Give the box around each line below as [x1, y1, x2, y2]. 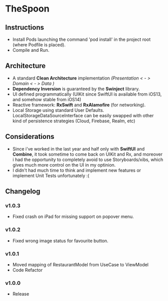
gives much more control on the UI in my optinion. [12, 162, 116, 168]
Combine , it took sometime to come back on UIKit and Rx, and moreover [12, 151, 163, 157]
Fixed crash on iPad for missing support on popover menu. [12, 213, 134, 219]
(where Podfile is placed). [12, 42, 66, 48]
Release [12, 291, 29, 297]
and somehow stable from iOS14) [12, 96, 82, 102]
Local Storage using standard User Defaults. [12, 107, 104, 113]
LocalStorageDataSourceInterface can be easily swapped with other [12, 112, 154, 118]
